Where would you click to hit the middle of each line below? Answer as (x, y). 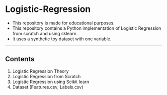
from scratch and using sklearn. (45, 33)
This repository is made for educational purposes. (63, 23)
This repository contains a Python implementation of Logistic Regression (87, 28)
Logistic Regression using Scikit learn (51, 82)
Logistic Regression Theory (41, 71)
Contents (20, 59)
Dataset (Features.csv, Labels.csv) (48, 87)
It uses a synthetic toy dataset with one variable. (62, 39)
